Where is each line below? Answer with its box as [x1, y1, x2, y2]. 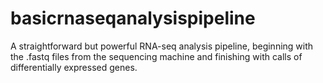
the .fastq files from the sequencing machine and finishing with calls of [10, 50, 303, 62]
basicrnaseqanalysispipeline [10, 7, 256, 30]
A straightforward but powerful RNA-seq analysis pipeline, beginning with [10, 40, 314, 52]
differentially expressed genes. [10, 61, 138, 73]
